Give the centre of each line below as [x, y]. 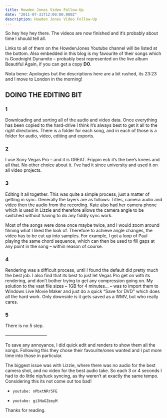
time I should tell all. [26, 38]
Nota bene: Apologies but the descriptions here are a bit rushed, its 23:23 [81, 74]
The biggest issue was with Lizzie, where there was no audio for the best [80, 366]
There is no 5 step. [24, 326]
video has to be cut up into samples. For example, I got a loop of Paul [76, 236]
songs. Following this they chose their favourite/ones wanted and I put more [83, 351]
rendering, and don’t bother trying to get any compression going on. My [79, 281]
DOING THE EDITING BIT [44, 95]
